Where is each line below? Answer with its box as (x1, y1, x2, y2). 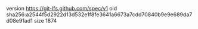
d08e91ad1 (6, 17, 33, 24)
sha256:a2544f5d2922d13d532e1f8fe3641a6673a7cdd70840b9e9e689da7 (6, 11, 193, 18)
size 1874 (33, 17, 57, 24)
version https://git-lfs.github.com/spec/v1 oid (6, 5, 117, 12)
